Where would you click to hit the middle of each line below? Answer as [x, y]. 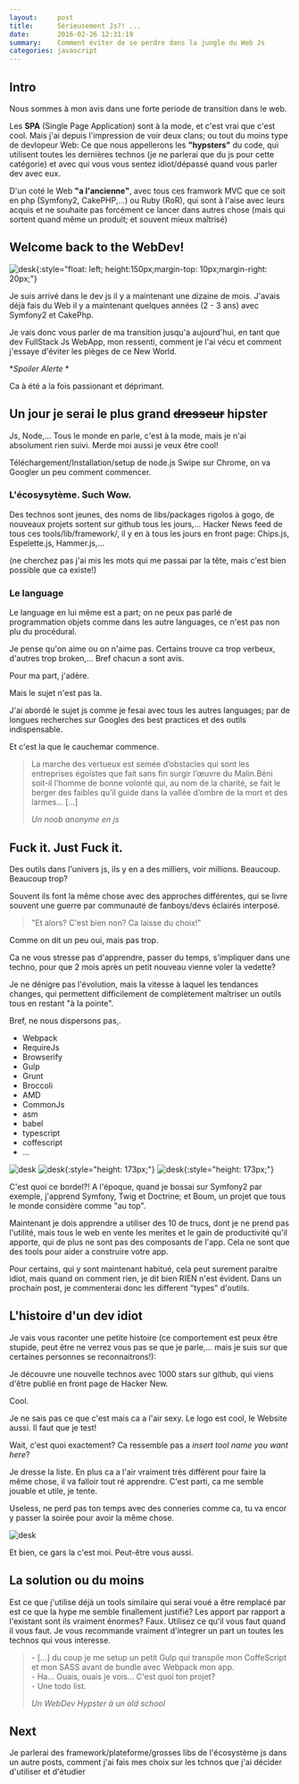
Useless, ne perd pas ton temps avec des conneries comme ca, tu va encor [148, 1508]
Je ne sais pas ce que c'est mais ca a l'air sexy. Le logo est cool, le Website [148, 1418]
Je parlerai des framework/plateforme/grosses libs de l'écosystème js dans [148, 1753]
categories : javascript [54, 51]
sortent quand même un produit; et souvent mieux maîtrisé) [118, 219]
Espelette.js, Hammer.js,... [57, 543]
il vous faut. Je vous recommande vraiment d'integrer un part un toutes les [146, 1630]
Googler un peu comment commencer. [80, 471]
